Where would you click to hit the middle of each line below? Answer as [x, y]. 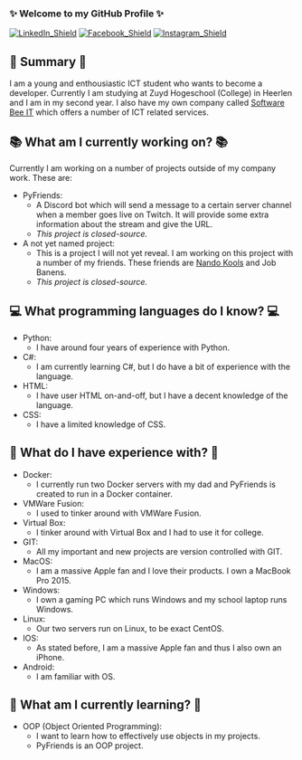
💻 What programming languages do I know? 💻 [145, 312]
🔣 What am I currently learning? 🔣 [105, 704]
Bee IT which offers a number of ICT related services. [109, 112]
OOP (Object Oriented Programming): [92, 727]
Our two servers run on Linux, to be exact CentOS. [130, 628]
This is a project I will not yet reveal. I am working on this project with [165, 252]
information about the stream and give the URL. [124, 223]
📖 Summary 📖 [48, 62]
